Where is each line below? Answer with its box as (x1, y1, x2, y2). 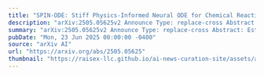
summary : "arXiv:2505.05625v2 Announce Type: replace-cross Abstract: (8, 26, 244, 34)
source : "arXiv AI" (8, 41, 72, 48)
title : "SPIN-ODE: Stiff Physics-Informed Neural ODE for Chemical (8, 11, 234, 20)
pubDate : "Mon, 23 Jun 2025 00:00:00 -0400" (8, 33, 156, 41)
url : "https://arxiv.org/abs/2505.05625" (8, 48, 146, 55)
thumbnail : (8, 55, 44, 63)
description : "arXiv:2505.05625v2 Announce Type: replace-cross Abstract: (8, 19, 258, 27)
